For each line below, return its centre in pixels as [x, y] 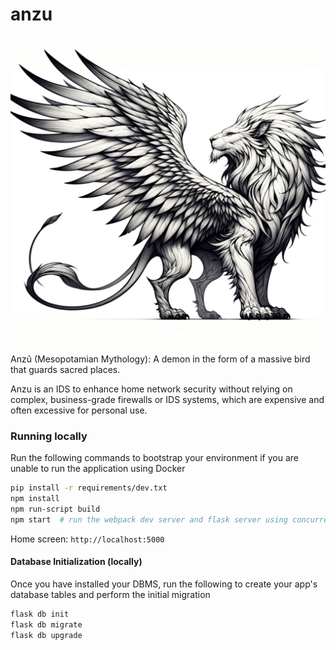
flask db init [40, 614]
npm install [35, 499]
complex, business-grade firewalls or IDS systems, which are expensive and [167, 399]
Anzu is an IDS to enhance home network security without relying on [151, 389]
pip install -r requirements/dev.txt [89, 488]
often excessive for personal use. [79, 410]
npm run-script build [55, 509]
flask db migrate [46, 624]
